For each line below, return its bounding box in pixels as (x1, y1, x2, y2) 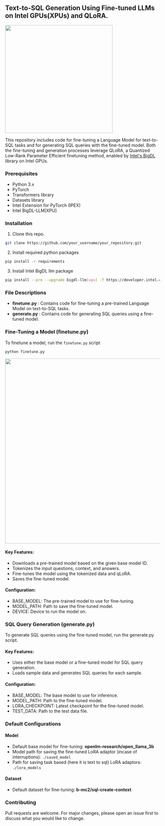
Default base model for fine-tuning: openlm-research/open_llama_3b (12, 743, 154, 749)
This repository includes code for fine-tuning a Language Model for (5, 137, 141, 143)
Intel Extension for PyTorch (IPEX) (12, 202, 81, 209)
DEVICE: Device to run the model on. (12, 609, 87, 614)
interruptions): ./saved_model (12, 754, 71, 760)
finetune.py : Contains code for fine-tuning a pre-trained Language (12, 300, 149, 306)
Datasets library (12, 197, 45, 203)
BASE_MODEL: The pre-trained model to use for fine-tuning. (12, 598, 135, 604)
